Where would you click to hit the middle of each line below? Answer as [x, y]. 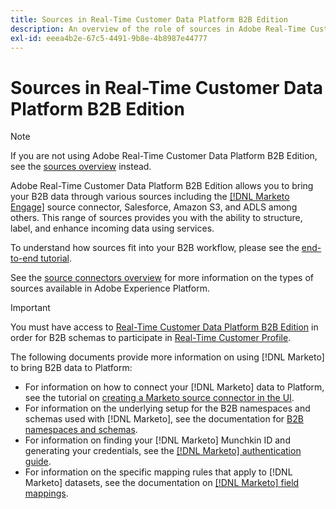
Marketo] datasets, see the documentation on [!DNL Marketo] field [162, 483]
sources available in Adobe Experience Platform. [110, 288]
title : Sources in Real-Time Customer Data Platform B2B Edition [149, 19]
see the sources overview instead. [81, 167]
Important [30, 308]
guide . [38, 462]
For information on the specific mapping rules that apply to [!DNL [158, 472]
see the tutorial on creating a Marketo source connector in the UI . [159, 398]
